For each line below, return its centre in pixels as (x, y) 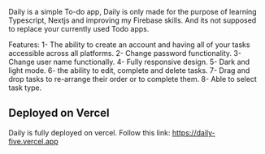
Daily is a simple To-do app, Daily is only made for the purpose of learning (133, 12)
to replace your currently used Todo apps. (79, 29)
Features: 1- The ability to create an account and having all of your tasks (129, 45)
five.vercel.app (33, 141)
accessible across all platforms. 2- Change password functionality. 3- (125, 53)
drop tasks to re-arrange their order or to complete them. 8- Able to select (133, 79)
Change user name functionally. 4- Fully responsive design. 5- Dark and (129, 62)
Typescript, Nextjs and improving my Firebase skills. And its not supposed (132, 20)
